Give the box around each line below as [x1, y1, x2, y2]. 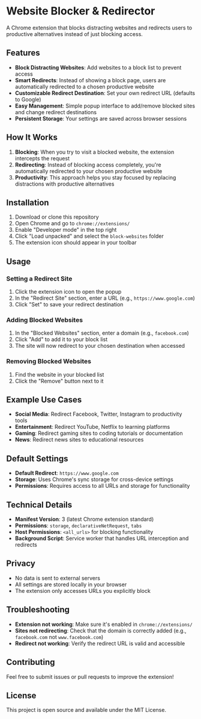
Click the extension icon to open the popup [14, 288, 122, 296]
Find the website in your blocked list [14, 371, 104, 378]
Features [6, 48, 40, 58]
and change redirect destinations [14, 108, 97, 115]
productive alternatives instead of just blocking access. [6, 30, 143, 37]
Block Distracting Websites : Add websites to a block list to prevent [14, 64, 182, 71]
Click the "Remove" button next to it [14, 377, 104, 384]
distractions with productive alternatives [14, 180, 115, 187]
